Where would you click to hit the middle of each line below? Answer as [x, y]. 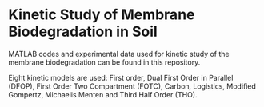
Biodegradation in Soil [83, 32]
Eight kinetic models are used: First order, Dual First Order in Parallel [121, 77]
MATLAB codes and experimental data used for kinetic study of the [119, 53]
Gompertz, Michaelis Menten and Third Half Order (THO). [103, 94]
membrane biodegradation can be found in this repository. [104, 62]
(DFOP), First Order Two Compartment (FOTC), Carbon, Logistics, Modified [132, 86]
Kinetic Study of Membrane [102, 15]
